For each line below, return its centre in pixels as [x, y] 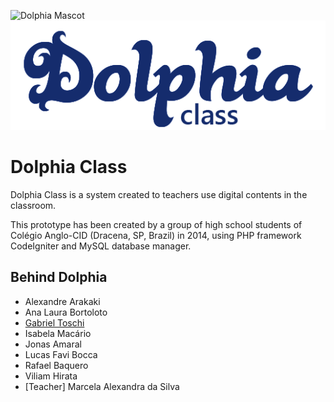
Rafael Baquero [56, 365]
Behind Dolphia [59, 277]
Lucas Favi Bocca [61, 354]
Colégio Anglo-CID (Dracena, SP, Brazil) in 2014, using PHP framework [156, 235]
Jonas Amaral [53, 344]
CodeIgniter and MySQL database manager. [101, 246]
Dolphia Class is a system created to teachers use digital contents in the [159, 194]
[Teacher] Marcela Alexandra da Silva [102, 386]
